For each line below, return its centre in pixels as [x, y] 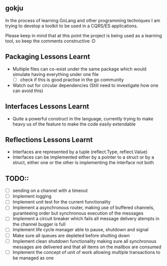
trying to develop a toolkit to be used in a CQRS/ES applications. [72, 26]
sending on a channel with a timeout [50, 190]
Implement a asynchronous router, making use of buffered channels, [83, 208]
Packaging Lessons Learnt [48, 57]
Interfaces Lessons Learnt [47, 107]
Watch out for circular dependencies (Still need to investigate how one [85, 85]
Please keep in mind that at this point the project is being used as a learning [84, 35]
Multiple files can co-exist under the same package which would [79, 69]
